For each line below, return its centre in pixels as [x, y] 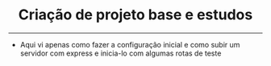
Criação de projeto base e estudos [135, 15]
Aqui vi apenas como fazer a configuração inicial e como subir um [130, 44]
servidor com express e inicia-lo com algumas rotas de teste [121, 53]
